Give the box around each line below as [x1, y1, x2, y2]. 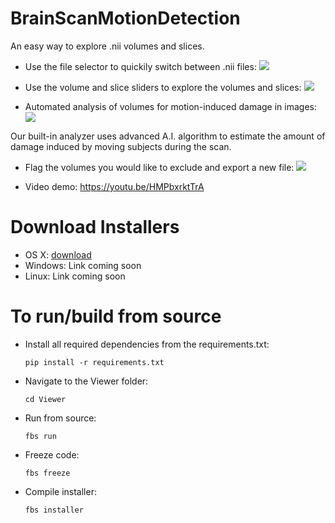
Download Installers [10, 216, 180, 239]
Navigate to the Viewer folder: [24, 375, 149, 387]
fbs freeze [24, 468, 71, 478]
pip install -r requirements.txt [24, 357, 165, 367]
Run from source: [24, 412, 97, 424]
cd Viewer [24, 394, 67, 404]
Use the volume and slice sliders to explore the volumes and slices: [24, 81, 302, 93]
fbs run [24, 431, 57, 441]
